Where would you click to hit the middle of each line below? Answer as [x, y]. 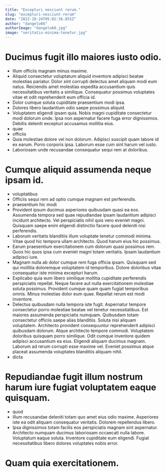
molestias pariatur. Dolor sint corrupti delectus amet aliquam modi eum [85, 81]
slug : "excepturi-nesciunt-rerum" [41, 14]
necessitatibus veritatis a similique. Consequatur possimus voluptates [83, 92]
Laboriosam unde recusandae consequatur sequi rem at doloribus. [80, 149]
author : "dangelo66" [27, 24]
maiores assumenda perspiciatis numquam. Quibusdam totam [75, 315]
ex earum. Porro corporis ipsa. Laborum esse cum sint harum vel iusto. [84, 144]
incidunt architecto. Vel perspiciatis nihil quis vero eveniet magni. [79, 220]
